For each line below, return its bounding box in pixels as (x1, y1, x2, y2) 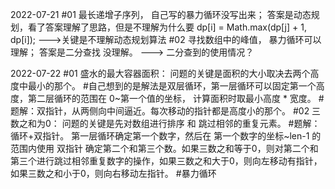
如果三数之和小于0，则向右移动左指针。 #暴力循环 (10, 168, 217, 179)
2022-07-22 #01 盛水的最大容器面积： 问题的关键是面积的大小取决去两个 (10, 68, 311, 79)
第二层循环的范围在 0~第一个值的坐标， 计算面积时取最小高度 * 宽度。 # (27, 93, 325, 104)
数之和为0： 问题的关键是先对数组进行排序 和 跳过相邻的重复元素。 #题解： (10, 118, 321, 129)
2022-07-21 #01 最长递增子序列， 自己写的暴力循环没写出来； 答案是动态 (10, 9, 312, 20)
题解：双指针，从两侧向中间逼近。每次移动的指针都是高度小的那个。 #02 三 (10, 105, 322, 117)
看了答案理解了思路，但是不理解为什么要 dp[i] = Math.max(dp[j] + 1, (27, 21, 307, 33)
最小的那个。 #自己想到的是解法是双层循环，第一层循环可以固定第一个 (27, 80, 317, 92)
